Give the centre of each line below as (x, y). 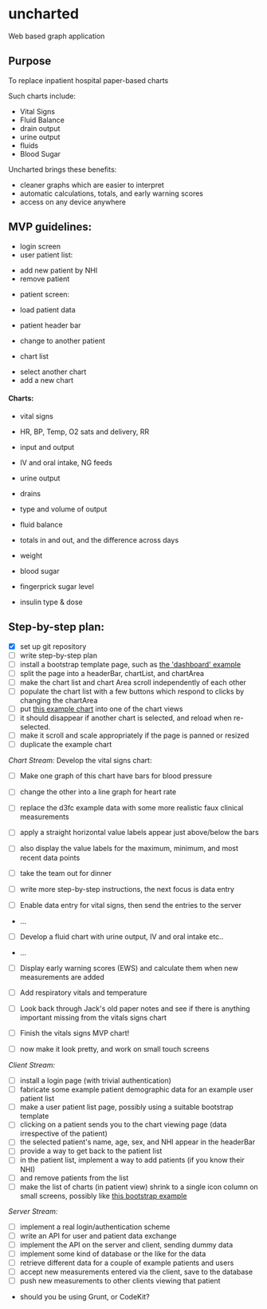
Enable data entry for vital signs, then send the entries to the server (130, 905)
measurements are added (62, 977)
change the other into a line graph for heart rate (98, 792)
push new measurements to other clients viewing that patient (120, 1281)
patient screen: (45, 294)
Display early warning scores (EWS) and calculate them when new (129, 968)
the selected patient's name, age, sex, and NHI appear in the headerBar (137, 1142)
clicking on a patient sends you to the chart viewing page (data (123, 1124)
